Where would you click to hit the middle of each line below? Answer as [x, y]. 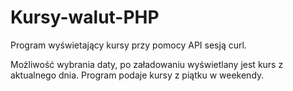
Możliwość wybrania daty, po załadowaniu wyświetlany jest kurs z [147, 64]
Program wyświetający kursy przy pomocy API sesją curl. [128, 45]
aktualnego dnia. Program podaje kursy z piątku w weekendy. [137, 75]
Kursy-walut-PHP [85, 17]
